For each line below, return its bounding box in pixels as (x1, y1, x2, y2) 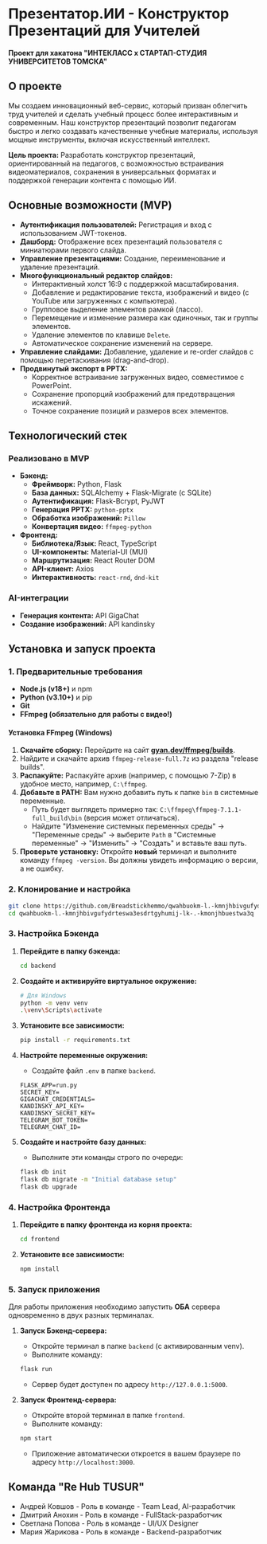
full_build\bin (31, 814, 82, 823)
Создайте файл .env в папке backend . (31, 1066, 157, 1076)
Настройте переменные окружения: (19, 1051, 149, 1060)
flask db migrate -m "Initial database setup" (19, 1176, 177, 1184)
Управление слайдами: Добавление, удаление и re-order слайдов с (19, 347, 254, 356)
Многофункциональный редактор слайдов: (19, 270, 173, 280)
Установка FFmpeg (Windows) (8, 727, 113, 737)
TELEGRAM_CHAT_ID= (19, 1123, 81, 1131)
